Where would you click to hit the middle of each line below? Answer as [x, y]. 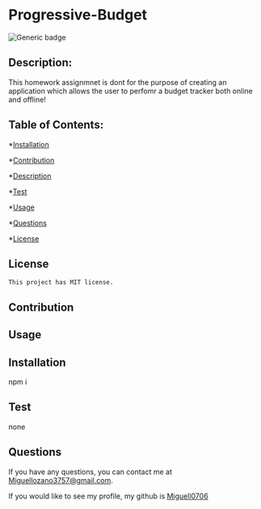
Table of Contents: [56, 125]
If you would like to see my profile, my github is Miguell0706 [108, 496]
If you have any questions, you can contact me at [90, 472]
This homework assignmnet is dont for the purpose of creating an [118, 82]
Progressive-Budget [78, 15]
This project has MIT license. [61, 282]
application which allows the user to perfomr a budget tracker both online [130, 91]
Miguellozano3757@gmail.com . [61, 480]
